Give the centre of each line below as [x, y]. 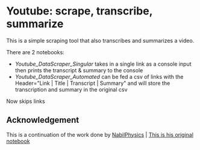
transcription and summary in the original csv [71, 89]
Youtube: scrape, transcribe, [79, 11]
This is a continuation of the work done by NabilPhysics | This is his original [100, 134]
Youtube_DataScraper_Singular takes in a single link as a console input [103, 64]
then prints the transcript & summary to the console [79, 70]
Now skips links [26, 101]
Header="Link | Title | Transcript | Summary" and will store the [92, 83]
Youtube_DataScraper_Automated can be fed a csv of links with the [99, 77]
